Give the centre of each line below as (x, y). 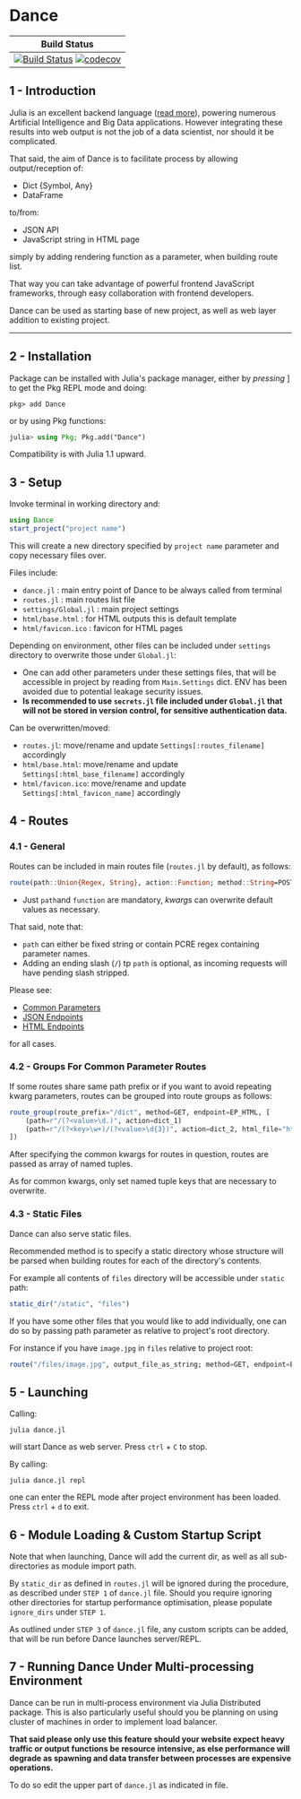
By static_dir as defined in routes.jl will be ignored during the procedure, (149, 1584)
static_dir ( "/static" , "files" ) (69, 1304)
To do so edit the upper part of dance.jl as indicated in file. (119, 1785)
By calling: (29, 1464)
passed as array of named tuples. (71, 1164)
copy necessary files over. (58, 555)
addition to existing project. (60, 320)
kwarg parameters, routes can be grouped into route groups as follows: (141, 1095)
